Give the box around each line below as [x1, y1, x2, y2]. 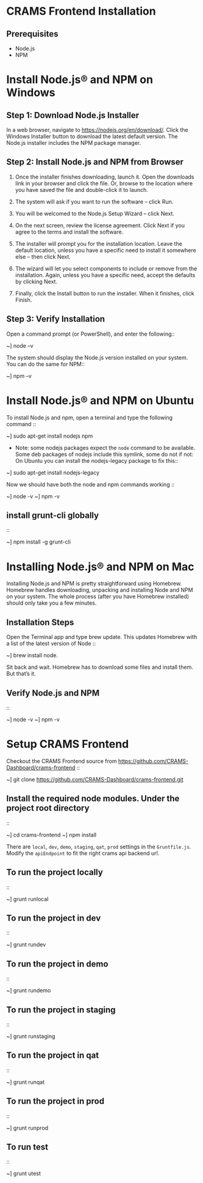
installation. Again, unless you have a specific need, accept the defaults [15, 271, 196, 279]
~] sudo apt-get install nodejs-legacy [6, 469, 99, 476]
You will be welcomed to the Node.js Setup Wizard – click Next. [15, 210, 175, 217]
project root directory [6, 803, 90, 814]
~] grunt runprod [6, 1124, 49, 1132]
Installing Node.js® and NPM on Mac [6, 559, 194, 573]
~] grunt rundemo [6, 987, 51, 994]
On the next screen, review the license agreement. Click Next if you [15, 221, 185, 229]
